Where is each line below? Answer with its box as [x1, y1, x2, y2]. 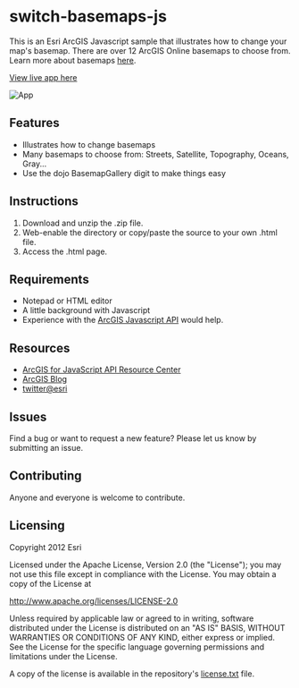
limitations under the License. [9, 650, 118, 661]
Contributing [9, 468, 82, 484]
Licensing [9, 518, 65, 533]
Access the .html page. [21, 246, 108, 257]
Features [9, 115, 60, 131]
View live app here [9, 72, 78, 82]
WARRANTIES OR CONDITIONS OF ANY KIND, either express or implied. [9, 632, 275, 642]
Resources [9, 340, 71, 355]
